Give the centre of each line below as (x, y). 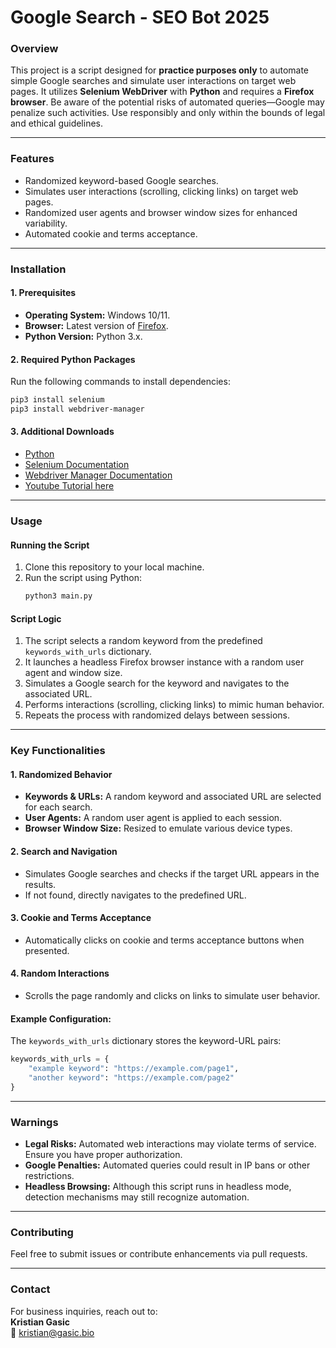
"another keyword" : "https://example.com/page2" (131, 1077)
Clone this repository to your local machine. (114, 567)
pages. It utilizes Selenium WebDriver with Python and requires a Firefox (162, 92)
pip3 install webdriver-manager (77, 409)
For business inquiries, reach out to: (84, 1311)
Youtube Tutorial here (69, 486)
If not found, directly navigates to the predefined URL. (135, 895)
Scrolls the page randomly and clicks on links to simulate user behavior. (172, 995)
